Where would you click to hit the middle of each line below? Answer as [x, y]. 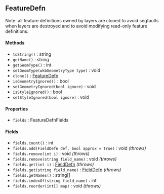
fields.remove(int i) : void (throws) [51, 153]
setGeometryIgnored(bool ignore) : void [54, 87]
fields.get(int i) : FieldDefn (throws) [53, 165]
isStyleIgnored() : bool [37, 92]
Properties [17, 109]
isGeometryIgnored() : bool [41, 81]
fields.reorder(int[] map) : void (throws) [57, 186]
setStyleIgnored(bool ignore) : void [51, 97]
